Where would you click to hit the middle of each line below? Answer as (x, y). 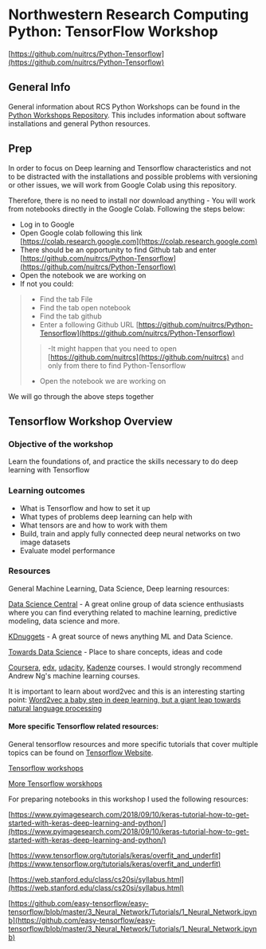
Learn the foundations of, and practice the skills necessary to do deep (123, 461)
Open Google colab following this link (81, 232)
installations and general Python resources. (79, 123)
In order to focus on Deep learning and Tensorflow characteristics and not (130, 168)
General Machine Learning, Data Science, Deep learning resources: (119, 588)
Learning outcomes (47, 491)
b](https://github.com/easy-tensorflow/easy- (82, 920)
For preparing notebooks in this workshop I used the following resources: (129, 799)
